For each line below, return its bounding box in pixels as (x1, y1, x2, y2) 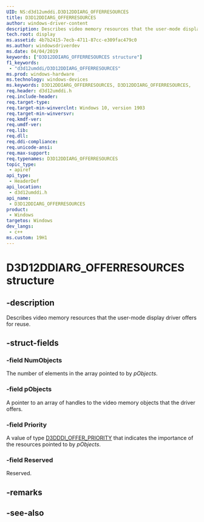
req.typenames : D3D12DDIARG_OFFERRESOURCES (6, 155, 118, 161)
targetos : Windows (6, 218, 53, 224)
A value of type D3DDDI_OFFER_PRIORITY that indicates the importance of (6, 434, 194, 441)
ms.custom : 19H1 (6, 234, 47, 240)
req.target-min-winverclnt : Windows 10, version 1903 (6, 104, 146, 111)
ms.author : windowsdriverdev (6, 43, 80, 49)
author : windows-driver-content (6, 20, 88, 26)
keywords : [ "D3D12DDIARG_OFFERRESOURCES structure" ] (6, 54, 143, 60)
